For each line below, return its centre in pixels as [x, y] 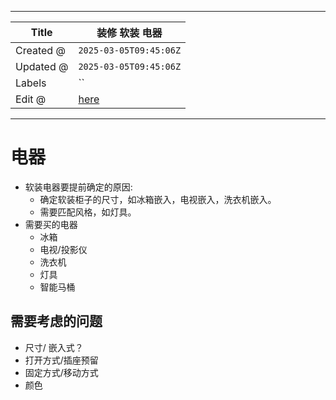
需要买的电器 [51, 224]
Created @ [40, 50]
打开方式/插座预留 [61, 360]
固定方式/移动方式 [61, 372]
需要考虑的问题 [56, 321]
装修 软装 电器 [129, 33]
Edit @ [31, 99]
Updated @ [42, 66]
